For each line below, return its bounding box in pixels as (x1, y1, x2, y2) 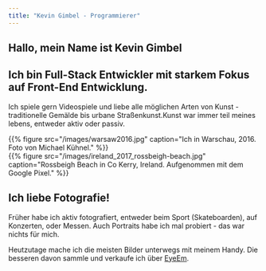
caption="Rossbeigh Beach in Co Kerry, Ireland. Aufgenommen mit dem (8, 159, 244, 169)
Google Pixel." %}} (8, 168, 69, 178)
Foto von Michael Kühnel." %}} (8, 143, 109, 152)
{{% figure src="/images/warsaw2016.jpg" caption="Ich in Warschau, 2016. (8, 134, 256, 143)
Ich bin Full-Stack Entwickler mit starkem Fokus (8, 69, 250, 82)
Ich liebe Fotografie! (8, 191, 110, 205)
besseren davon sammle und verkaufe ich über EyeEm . (8, 253, 190, 263)
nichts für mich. (8, 229, 60, 239)
